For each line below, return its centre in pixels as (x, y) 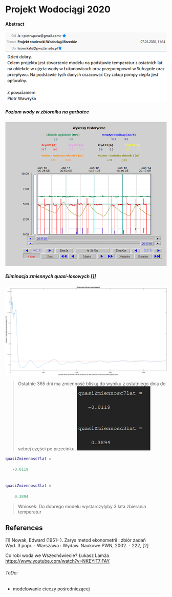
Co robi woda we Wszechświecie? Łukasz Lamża (57, 555)
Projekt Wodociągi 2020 (58, 9)
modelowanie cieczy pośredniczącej (51, 589)
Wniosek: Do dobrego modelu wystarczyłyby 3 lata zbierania (82, 506)
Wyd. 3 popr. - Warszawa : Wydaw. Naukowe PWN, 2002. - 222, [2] (77, 546)
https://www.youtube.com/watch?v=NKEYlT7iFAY (58, 561)
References (24, 528)
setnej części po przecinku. (47, 449)
